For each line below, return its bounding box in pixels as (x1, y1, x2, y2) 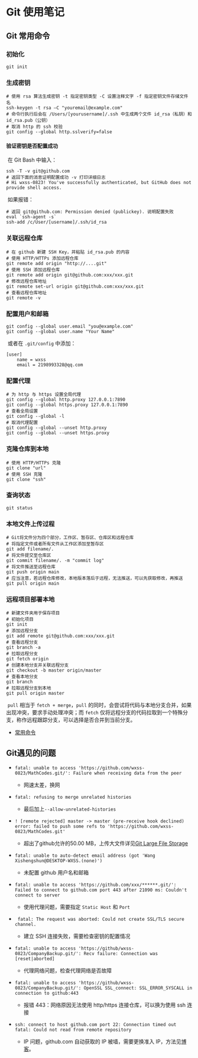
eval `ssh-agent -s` (6, 214, 57, 220)
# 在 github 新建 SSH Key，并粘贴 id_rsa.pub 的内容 (6, 249, 130, 255)
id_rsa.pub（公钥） (6, 118, 51, 124)
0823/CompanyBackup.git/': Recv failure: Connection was (14, 951, 158, 957)
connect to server (14, 892, 60, 898)
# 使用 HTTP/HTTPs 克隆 (6, 460, 61, 466)
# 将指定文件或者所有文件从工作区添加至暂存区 (6, 541, 105, 547)
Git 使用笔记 (6, 5, 65, 19)
